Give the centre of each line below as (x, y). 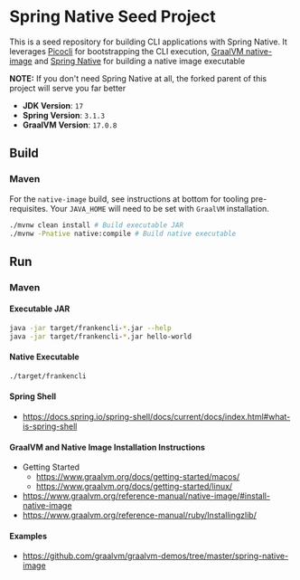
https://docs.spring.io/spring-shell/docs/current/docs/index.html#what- (156, 416)
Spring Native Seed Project (112, 17)
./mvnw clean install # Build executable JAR (96, 225)
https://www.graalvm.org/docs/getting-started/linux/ (134, 487)
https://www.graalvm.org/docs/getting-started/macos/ (138, 477)
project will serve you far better (68, 88)
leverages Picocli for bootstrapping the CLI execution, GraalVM (127, 51)
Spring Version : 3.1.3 (64, 115)
